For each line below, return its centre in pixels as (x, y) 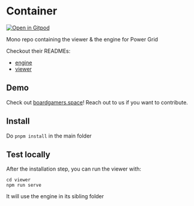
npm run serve (24, 185)
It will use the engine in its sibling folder (55, 196)
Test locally (28, 154)
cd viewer (19, 180)
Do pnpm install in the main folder (49, 136)
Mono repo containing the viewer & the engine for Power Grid (82, 39)
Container (32, 11)
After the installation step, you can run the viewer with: (74, 169)
